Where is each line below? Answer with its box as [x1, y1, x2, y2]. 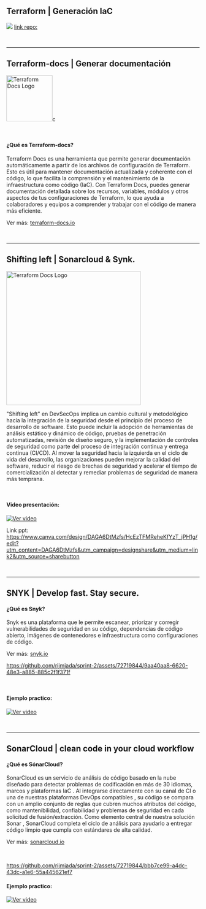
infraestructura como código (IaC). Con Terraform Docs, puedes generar [6, 181, 190, 188]
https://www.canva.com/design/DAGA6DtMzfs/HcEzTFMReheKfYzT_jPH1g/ [6, 533, 198, 540]
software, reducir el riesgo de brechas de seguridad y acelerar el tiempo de [6, 462, 197, 470]
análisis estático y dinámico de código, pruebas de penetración [6, 430, 167, 437]
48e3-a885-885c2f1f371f [6, 669, 71, 676]
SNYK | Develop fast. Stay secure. [6, 588, 139, 598]
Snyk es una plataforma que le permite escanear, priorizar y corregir [6, 618, 180, 626]
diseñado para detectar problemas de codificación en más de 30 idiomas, [6, 781, 193, 788]
